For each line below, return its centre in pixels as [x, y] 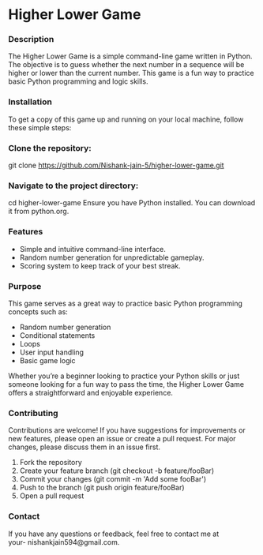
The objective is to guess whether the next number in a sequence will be [126, 65]
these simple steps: [40, 127]
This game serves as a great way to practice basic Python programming [125, 303]
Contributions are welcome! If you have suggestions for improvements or [127, 430]
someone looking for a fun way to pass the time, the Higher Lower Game [126, 384]
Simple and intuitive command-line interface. [92, 249]
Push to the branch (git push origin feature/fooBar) [102, 488]
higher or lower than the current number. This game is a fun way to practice [131, 73]
